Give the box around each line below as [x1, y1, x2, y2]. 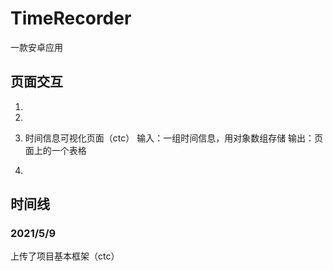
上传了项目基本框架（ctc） [10, 250, 120, 262]
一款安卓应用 [10, 41, 63, 53]
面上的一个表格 [24, 144, 87, 156]
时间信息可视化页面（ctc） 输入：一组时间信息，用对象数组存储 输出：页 [24, 132, 324, 144]
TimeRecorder [10, 7, 132, 30]
